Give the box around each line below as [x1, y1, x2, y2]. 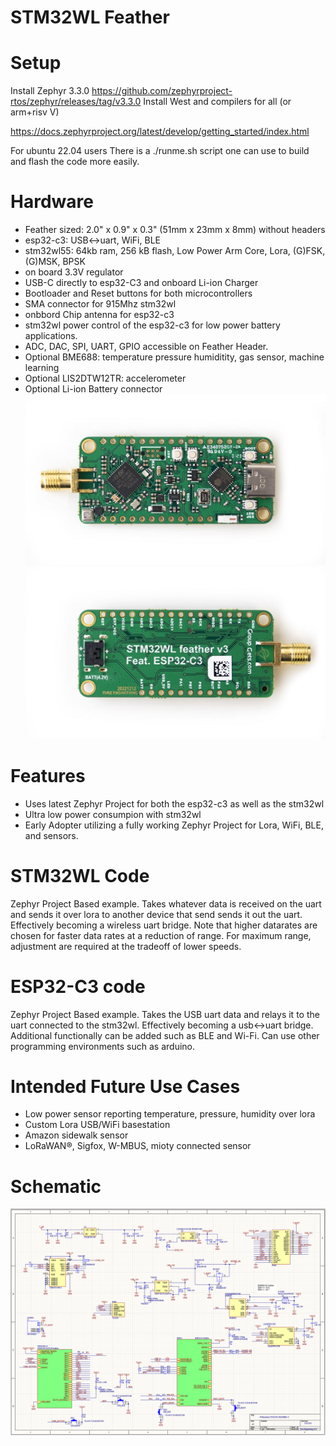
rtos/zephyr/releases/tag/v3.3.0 [10, 96, 142, 108]
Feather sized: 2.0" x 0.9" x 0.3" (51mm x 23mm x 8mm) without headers [24, 224, 326, 236]
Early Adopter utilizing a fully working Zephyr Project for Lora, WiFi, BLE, [24, 819, 324, 831]
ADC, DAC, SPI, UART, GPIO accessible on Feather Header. [24, 341, 269, 353]
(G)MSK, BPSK [24, 256, 86, 268]
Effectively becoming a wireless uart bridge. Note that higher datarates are [10, 919, 318, 931]
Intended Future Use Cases [10, 1075, 241, 1098]
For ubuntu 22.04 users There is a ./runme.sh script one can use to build [10, 145, 310, 157]
